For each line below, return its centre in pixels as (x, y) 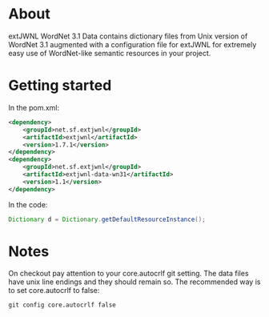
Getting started (60, 86)
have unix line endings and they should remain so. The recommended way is (134, 282)
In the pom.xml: (34, 107)
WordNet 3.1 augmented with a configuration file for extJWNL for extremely (132, 44)
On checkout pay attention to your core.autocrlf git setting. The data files (129, 274)
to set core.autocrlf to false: (54, 291)
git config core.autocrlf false (62, 305)
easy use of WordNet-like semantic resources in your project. (110, 53)
